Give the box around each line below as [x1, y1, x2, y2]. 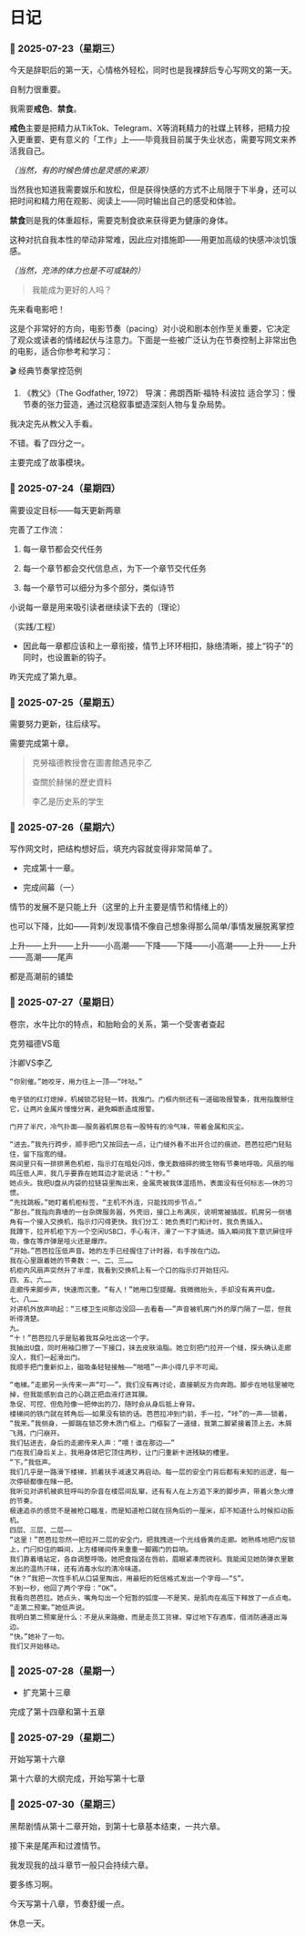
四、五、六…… [9, 1275, 52, 1284]
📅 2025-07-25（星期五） [9, 695, 120, 708]
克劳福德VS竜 [9, 1037, 61, 1048]
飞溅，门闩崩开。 [9, 1428, 65, 1437]
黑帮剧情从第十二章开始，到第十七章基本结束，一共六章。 [9, 1820, 225, 1831]
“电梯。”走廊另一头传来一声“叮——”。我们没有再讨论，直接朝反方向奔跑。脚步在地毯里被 [9, 1380, 289, 1389]
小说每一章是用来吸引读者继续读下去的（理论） [9, 602, 185, 613]
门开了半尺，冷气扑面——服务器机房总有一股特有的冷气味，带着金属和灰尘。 [9, 1122, 249, 1131]
